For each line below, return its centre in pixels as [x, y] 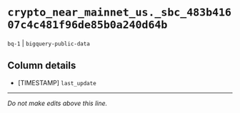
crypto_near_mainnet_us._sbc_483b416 [120, 12]
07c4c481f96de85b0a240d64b [87, 25]
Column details [42, 66]
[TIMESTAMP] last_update [57, 82]
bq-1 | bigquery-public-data [49, 43]
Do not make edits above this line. [57, 103]
